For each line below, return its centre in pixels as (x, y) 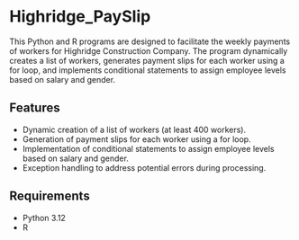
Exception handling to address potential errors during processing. (144, 167)
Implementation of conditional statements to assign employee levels (148, 148)
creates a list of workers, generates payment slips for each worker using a (147, 60)
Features (35, 108)
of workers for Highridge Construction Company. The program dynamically (149, 50)
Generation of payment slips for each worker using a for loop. (136, 139)
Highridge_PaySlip (80, 17)
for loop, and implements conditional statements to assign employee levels (148, 70)
